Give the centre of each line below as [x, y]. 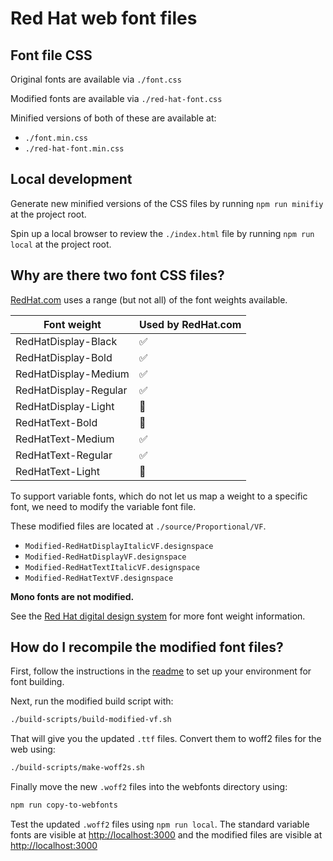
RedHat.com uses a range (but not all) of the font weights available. [149, 299]
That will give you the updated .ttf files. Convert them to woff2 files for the [166, 739]
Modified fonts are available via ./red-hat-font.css [116, 98]
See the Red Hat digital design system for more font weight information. [158, 616]
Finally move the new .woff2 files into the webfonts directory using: [149, 787]
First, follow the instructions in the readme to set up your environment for [161, 671]
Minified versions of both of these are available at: [113, 118]
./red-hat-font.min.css [74, 149]
